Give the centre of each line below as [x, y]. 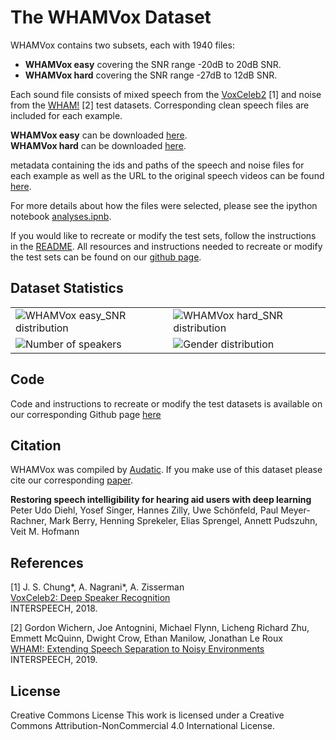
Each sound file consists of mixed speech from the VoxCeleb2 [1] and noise [166, 94]
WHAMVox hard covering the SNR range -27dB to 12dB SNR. [151, 75]
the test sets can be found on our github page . [106, 257]
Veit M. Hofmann [45, 532]
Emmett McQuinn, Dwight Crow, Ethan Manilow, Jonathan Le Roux [146, 638]
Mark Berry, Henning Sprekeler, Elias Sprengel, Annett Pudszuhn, [183, 521]
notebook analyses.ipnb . [61, 216]
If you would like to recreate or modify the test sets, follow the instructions [163, 235]
